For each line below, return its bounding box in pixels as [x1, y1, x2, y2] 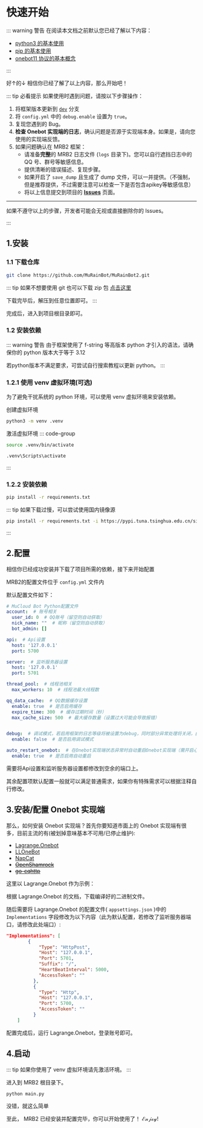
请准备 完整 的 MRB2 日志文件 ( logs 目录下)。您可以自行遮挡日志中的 [24, 150, 192, 158]
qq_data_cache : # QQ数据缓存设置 [6, 698, 88, 704]
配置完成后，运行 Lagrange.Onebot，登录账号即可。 [6, 1029, 136, 1036]
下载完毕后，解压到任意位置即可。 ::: [6, 296, 98, 304]
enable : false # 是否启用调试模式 [11, 736, 94, 743]
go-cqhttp [14, 867, 40, 875]
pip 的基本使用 [14, 47, 51, 55]
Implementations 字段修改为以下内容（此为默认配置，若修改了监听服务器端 [6, 913, 192, 920]
